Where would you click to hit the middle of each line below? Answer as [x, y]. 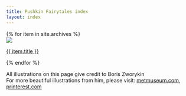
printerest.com [24, 87]
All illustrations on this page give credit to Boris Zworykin [75, 74]
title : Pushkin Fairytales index [47, 11]
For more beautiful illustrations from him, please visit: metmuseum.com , [93, 80]
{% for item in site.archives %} [43, 34]
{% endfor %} [23, 62]
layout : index [24, 17]
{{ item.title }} [23, 51]
